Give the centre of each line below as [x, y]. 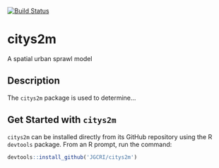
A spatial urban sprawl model [50, 58]
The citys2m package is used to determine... [72, 98]
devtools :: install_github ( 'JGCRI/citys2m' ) [72, 157]
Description [34, 81]
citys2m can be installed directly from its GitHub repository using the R [110, 136]
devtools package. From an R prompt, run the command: [90, 144]
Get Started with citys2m [62, 120]
